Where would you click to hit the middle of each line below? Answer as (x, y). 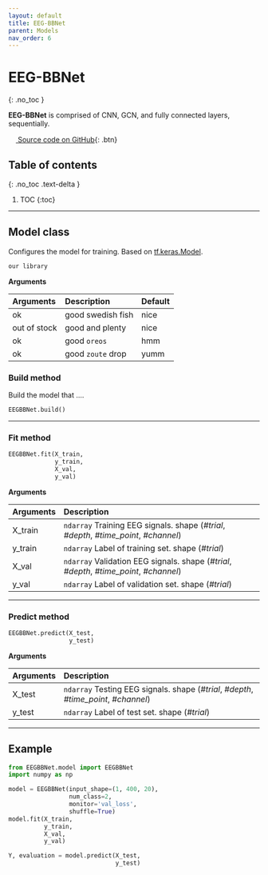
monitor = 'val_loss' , (103, 805)
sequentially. (29, 124)
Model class (39, 232)
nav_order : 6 (30, 38)
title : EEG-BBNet (37, 23)
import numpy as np (41, 775)
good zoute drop (96, 354)
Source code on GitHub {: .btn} (67, 140)
